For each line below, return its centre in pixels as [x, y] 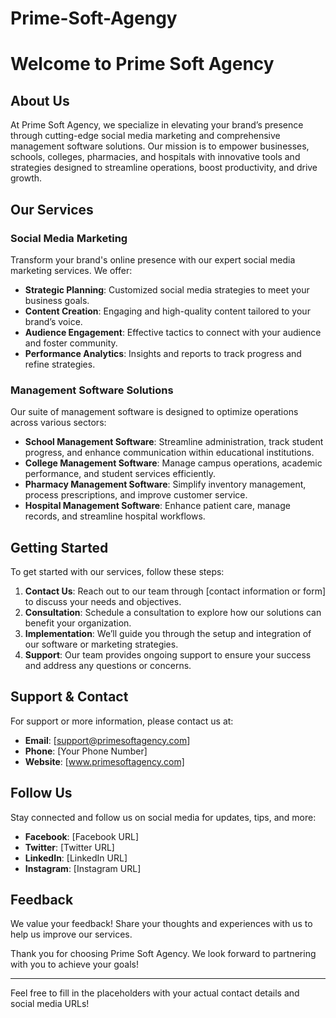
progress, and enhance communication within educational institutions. [169, 453]
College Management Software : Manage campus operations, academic [173, 463]
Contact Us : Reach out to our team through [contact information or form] [175, 591]
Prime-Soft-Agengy [94, 18]
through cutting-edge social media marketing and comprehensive [145, 136]
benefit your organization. [78, 623]
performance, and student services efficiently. [120, 474]
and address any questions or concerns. [108, 665]
